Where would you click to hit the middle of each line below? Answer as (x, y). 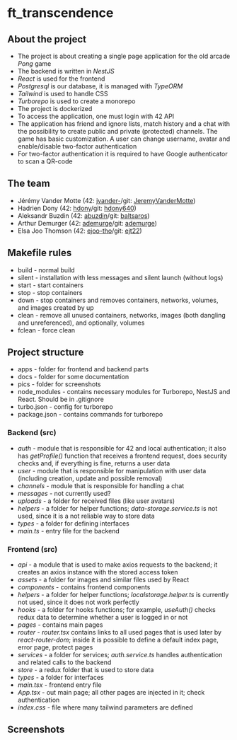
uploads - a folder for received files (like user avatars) (96, 501)
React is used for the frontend (61, 79)
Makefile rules (40, 253)
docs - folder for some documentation (73, 377)
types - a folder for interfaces (60, 678)
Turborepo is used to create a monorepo (76, 101)
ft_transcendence (60, 13)
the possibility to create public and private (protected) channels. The (117, 131)
